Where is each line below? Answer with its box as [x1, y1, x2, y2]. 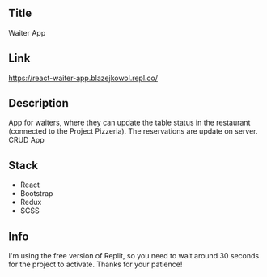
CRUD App [8, 135, 44, 145]
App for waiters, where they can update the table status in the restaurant [8, 117, 251, 128]
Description [8, 96, 69, 110]
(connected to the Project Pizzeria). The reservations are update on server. [8, 126, 258, 136]
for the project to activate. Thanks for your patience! [8, 259, 183, 270]
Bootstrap [19, 189, 53, 198]
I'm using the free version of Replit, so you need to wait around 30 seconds [8, 251, 260, 261]
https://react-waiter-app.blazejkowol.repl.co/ [8, 73, 159, 83]
